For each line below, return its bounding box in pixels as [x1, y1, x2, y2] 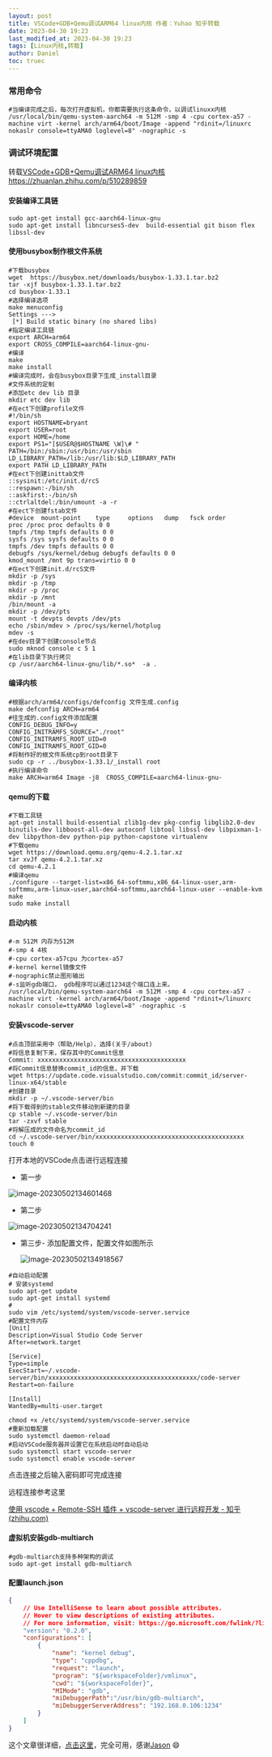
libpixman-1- [218, 826, 263, 834]
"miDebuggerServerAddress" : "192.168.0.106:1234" [51, 1702, 223, 1710]
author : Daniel [8, 49, 60, 57]
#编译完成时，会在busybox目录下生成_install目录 [8, 372, 157, 380]
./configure [8, 878, 49, 887]
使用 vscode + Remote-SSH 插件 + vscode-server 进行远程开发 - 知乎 [8, 1504, 241, 1514]
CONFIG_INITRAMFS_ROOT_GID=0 [8, 742, 107, 751]
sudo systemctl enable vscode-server [8, 1454, 136, 1462]
